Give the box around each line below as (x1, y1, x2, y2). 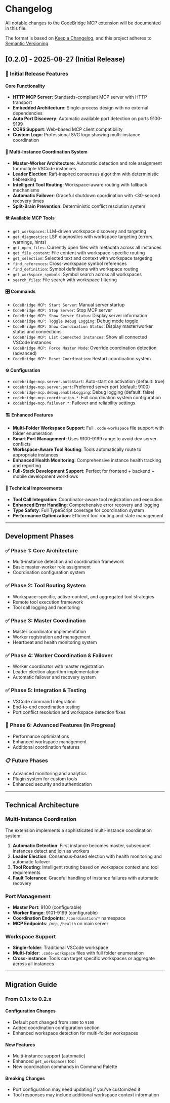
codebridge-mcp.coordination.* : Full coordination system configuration (12, 395, 161, 401)
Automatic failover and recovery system (12, 674, 96, 680)
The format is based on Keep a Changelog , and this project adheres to (5, 35, 152, 41)
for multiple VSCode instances (12, 165, 76, 171)
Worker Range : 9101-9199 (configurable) (12, 910, 98, 916)
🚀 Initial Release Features (5, 70, 68, 78)
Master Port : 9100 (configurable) (12, 904, 82, 910)
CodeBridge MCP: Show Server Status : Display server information (12, 313, 148, 319)
